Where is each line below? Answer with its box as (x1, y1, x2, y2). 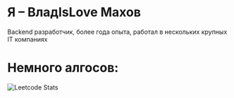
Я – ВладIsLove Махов (7, 4, 141, 20)
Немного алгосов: (7, 60, 119, 76)
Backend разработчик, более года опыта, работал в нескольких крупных (7, 27, 228, 36)
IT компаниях (7, 35, 48, 43)
